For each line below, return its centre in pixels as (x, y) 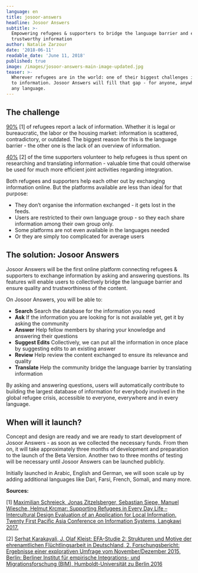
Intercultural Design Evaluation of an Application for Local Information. (91, 515)
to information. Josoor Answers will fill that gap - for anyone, (95, 83)
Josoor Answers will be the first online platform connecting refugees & (92, 269)
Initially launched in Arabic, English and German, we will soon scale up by (95, 473)
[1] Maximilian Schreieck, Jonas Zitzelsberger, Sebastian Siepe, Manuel (93, 502)
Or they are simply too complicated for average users (79, 236)
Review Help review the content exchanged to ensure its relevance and (101, 354)
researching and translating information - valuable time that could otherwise (98, 163)
